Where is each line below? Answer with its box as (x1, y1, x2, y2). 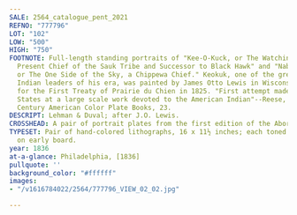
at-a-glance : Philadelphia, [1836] (9, 152, 141, 161)
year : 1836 (9, 144, 49, 152)
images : (9, 177, 38, 186)
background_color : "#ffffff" (9, 168, 117, 177)
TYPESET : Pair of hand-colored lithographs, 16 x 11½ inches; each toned (9, 128, 287, 137)
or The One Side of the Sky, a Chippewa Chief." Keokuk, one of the (17, 70, 275, 79)
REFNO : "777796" (9, 21, 69, 30)
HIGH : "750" (9, 46, 53, 55)
